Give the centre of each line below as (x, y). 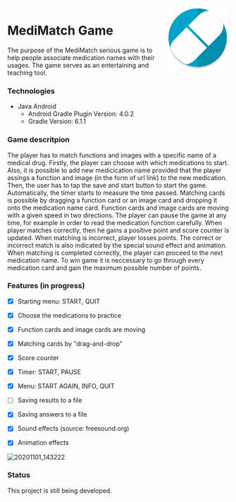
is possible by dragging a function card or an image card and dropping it (112, 200)
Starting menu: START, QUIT (59, 301)
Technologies (31, 91)
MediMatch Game (61, 31)
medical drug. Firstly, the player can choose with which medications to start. (118, 162)
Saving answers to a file (52, 414)
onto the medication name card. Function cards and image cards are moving (118, 208)
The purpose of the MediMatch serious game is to (80, 50)
